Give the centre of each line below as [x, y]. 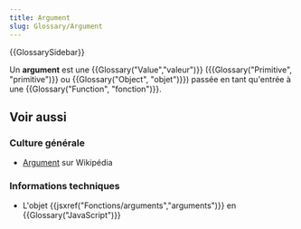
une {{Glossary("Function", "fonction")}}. [85, 89]
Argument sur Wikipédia [67, 163]
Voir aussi [38, 117]
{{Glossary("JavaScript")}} [72, 215]
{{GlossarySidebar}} [47, 52]
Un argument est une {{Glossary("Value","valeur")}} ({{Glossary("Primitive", [150, 70]
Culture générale [47, 143]
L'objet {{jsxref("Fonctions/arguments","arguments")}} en [129, 205]
